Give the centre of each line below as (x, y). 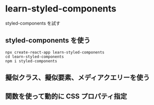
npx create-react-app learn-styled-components (55, 52)
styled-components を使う (48, 40)
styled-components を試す (33, 23)
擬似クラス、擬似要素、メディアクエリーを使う (78, 78)
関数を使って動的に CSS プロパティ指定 (66, 96)
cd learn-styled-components (35, 56)
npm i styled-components (31, 61)
